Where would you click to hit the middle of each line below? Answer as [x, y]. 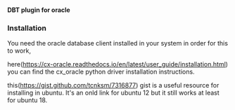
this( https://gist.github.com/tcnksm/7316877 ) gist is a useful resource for [113, 85]
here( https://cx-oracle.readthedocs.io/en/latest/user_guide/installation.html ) [118, 64]
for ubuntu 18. [27, 100]
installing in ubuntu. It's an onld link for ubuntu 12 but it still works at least [113, 92]
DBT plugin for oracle [39, 10]
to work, [19, 50]
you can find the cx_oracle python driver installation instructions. [101, 71]
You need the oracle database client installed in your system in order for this [118, 43]
